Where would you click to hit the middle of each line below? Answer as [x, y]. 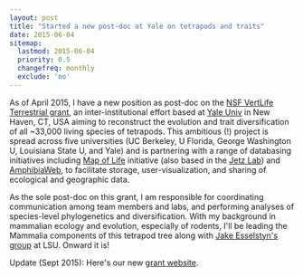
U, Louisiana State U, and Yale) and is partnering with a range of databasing [151, 150]
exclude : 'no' [44, 77]
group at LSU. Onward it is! [60, 244]
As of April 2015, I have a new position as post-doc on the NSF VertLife [142, 102]
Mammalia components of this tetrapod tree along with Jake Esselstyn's [144, 235]
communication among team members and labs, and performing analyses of [152, 206]
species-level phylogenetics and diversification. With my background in [142, 216]
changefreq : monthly [56, 69]
